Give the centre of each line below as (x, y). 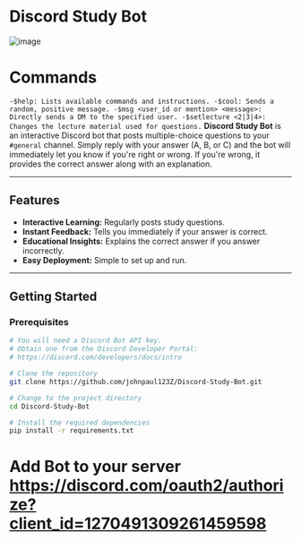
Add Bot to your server (95, 467)
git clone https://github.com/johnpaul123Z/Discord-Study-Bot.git (136, 382)
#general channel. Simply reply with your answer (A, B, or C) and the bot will (150, 144)
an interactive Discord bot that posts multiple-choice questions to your (140, 135)
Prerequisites (39, 322)
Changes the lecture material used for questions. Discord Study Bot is (146, 125)
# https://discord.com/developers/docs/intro (95, 357)
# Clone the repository (54, 374)
